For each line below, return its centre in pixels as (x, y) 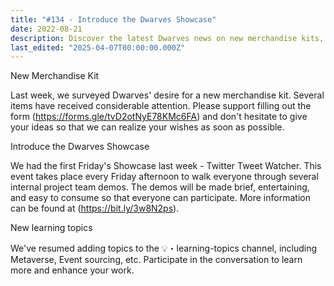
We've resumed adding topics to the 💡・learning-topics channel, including (164, 248)
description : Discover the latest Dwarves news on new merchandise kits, (167, 38)
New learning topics (51, 228)
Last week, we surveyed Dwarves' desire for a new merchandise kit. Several (167, 95)
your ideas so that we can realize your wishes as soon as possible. (147, 127)
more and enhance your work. (72, 270)
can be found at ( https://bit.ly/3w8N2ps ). (95, 208)
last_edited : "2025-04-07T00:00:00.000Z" (98, 47)
